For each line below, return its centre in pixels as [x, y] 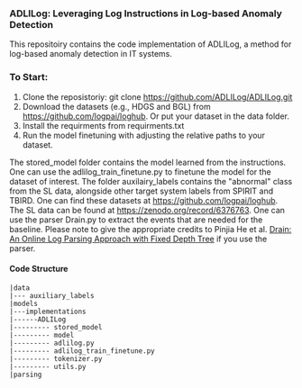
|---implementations [48, 311]
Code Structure [39, 269]
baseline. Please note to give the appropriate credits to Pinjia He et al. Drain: [151, 229]
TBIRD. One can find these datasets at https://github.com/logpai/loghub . [144, 200]
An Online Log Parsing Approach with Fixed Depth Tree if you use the [138, 239]
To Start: [29, 77]
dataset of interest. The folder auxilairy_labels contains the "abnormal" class [151, 181]
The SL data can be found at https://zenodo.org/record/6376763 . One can [147, 210]
